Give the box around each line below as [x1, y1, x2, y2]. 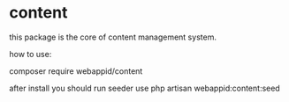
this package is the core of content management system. [9, 32, 217, 42]
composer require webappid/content [9, 65, 143, 76]
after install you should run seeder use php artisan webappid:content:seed [9, 83, 280, 93]
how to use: [9, 48, 52, 59]
